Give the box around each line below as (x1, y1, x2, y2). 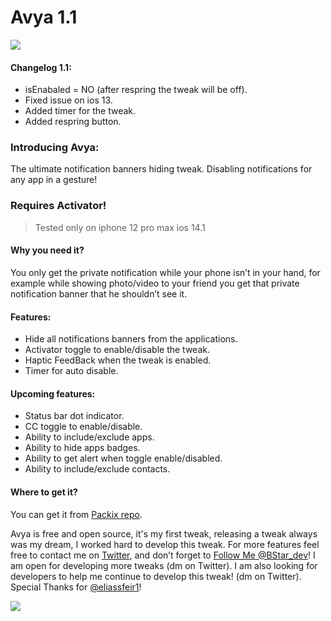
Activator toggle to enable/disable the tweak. (24, 344, 210, 356)
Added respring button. (24, 116, 122, 128)
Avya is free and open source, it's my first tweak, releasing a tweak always (10, 527, 318, 540)
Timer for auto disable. (24, 365, 119, 377)
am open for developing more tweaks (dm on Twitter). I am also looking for (10, 559, 318, 571)
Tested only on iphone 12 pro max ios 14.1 (34, 221, 206, 233)
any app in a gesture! (10, 174, 98, 186)
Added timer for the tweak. (24, 105, 137, 117)
